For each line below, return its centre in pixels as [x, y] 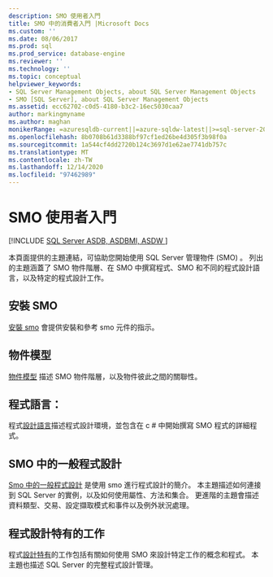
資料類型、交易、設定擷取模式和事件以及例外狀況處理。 [101, 505]
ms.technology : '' [39, 69]
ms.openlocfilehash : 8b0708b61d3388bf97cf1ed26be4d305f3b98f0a [118, 137]
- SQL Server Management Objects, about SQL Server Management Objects [132, 92]
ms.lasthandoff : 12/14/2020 [56, 168]
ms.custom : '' [32, 31]
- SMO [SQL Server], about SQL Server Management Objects [108, 99]
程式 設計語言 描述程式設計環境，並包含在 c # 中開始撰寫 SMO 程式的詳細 [129, 426]
